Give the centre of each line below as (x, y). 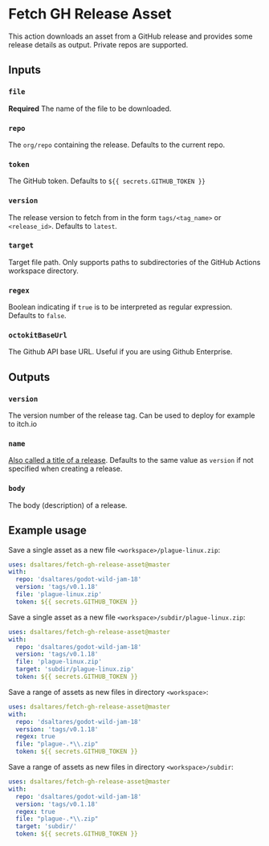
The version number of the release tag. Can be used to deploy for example (132, 415)
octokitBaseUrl (38, 335)
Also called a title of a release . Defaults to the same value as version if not (131, 460)
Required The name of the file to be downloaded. (90, 108)
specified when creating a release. (65, 469)
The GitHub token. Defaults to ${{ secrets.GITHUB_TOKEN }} (107, 181)
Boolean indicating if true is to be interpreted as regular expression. (120, 307)
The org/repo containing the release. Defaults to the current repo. (117, 145)
